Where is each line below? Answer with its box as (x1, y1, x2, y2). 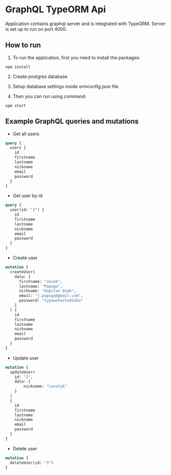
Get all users (12, 131, 39, 137)
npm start (5, 103, 27, 108)
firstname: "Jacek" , (18, 279, 63, 284)
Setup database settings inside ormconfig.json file (12, 83, 119, 89)
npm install (5, 64, 31, 70)
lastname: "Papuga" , (18, 283, 63, 289)
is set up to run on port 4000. (5, 26, 67, 32)
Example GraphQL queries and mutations (5, 117, 139, 126)
